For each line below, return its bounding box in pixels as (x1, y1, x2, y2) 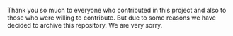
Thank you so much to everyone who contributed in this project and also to (7, 6, 227, 14)
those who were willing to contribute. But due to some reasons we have (7, 13, 216, 22)
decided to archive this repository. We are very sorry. (7, 21, 163, 29)
